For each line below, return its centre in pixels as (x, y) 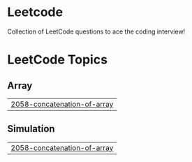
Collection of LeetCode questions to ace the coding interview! (96, 31)
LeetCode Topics (58, 60)
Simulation (31, 129)
